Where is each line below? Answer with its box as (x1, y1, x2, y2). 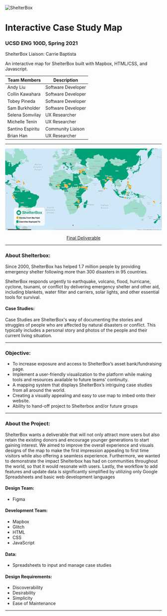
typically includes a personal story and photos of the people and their (5, 327, 148, 333)
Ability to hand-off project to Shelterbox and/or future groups (12, 403, 138, 409)
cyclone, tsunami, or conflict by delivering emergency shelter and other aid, (5, 283, 160, 289)
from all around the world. (12, 387, 66, 393)
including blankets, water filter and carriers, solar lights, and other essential (5, 289, 160, 295)
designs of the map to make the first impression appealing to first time (5, 447, 149, 453)
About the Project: (5, 420, 51, 427)
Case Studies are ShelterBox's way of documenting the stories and (5, 316, 143, 323)
